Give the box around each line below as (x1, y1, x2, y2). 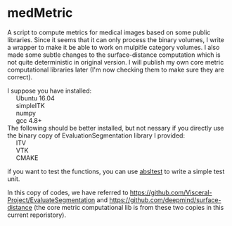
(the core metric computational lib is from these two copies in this (34, 203, 224, 211)
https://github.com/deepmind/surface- (108, 195, 221, 204)
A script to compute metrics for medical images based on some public (7, 28, 211, 36)
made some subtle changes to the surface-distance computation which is (7, 51, 221, 59)
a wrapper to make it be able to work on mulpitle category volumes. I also (7, 43, 220, 51)
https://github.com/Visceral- (129, 188, 212, 197)
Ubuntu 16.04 (15, 93, 55, 102)
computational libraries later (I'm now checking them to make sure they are (7, 65, 225, 74)
